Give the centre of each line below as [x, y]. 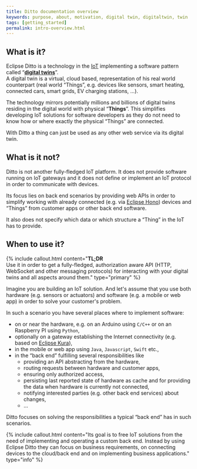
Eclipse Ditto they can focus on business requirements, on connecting [91, 447]
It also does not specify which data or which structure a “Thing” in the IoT [95, 219]
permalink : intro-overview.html [46, 28]
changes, [35, 399]
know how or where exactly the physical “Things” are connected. [85, 121]
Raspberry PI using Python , [47, 330]
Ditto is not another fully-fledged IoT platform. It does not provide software [96, 171]
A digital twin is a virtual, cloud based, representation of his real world [91, 79]
